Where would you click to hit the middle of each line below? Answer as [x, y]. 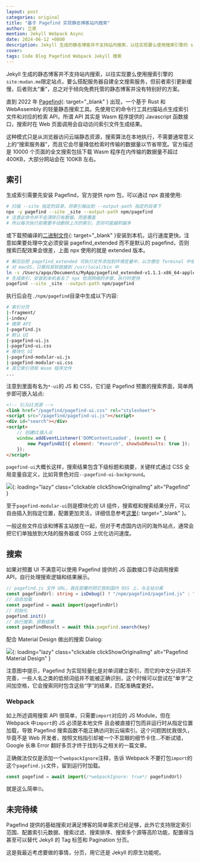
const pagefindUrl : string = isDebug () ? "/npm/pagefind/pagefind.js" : [98, 594]
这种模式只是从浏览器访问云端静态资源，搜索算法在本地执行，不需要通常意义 [100, 136]
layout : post [22, 12]
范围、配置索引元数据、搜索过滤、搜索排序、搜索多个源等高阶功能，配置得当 [100, 832]
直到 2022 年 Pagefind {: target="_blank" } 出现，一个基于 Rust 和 [86, 102]
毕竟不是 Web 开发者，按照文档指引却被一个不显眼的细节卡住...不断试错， [96, 738]
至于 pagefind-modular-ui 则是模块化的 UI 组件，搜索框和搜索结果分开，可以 [98, 506]
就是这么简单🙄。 [26, 789]
